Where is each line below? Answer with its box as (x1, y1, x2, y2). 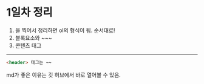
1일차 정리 (6, 5, 53, 19)
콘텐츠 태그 (15, 42, 42, 49)
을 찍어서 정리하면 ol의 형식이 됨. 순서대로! (15, 27, 115, 34)
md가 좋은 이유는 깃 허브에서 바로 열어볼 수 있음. (6, 71, 121, 79)
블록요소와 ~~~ (15, 34, 52, 41)
